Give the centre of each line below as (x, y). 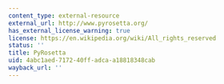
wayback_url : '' (35, 68)
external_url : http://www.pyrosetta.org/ (78, 23)
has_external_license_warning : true (69, 30)
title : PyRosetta (37, 53)
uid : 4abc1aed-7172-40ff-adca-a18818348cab (82, 61)
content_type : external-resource (64, 16)
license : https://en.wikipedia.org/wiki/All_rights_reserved (112, 38)
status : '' (26, 46)
